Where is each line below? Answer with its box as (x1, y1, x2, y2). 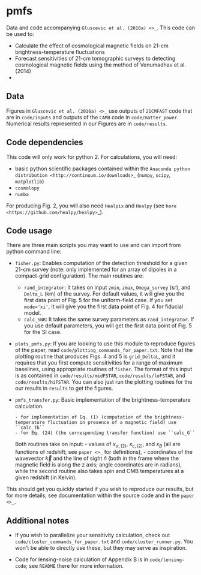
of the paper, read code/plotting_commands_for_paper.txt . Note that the (14, 347, 193, 354)
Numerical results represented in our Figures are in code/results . (6, 120, 167, 127)
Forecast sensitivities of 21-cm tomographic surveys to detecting (14, 55, 176, 62)
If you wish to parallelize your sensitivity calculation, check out (14, 531, 170, 538)
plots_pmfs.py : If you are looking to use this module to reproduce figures (14, 340, 196, 347)
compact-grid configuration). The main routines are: (14, 272, 144, 279)
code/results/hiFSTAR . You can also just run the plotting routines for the (14, 378, 193, 386)
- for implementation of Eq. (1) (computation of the (14, 414, 152, 420)
